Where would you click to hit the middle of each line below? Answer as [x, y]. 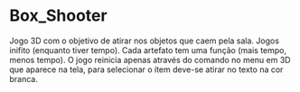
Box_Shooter [58, 16]
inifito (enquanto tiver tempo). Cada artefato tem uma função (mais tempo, [148, 50]
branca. [24, 78]
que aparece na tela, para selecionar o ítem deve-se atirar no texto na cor [146, 69]
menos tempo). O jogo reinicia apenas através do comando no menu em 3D [150, 60]
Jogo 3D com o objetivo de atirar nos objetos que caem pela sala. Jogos [145, 41]
